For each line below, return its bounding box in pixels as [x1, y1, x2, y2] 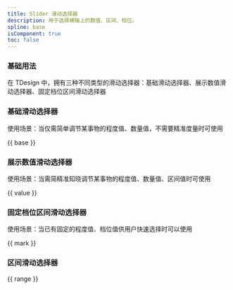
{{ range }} [7, 274, 39, 283]
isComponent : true [7, 30, 61, 37]
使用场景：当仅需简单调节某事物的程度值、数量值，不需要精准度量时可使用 [7, 124, 223, 133]
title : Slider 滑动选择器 [7, 10, 78, 18]
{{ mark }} [7, 239, 37, 248]
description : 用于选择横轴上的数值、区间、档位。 [7, 17, 138, 24]
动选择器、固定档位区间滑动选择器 [7, 87, 106, 96]
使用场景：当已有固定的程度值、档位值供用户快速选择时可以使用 [7, 225, 192, 234]
